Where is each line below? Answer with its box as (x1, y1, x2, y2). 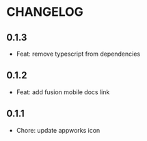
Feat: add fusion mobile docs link (16, 87, 110, 96)
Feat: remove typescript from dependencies (16, 50, 141, 58)
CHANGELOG (6, 4, 83, 20)
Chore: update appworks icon (16, 126, 101, 134)
